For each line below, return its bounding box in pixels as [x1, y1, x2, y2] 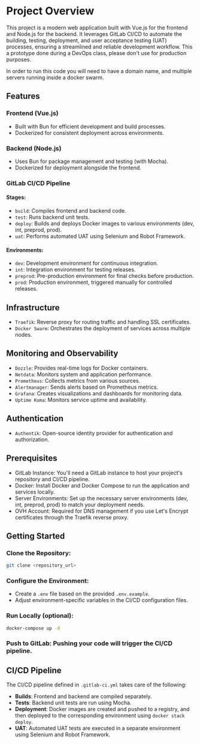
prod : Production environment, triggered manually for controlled [14, 279, 172, 286]
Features [6, 91, 40, 101]
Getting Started [6, 531, 65, 541]
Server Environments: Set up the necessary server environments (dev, [14, 494, 189, 501]
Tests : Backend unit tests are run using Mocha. [14, 699, 132, 706]
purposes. [6, 56, 32, 63]
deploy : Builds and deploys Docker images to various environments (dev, [14, 220, 195, 227]
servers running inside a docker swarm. [6, 74, 104, 81]
